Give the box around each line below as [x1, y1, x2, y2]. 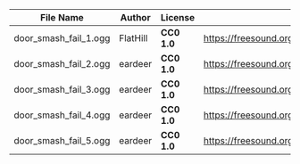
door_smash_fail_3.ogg [13, 84, 111, 95]
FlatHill [119, 32, 148, 44]
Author [120, 12, 151, 23]
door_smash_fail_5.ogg [13, 135, 111, 146]
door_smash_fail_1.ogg [13, 32, 111, 44]
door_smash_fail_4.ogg [13, 109, 111, 121]
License [160, 12, 196, 23]
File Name [39, 12, 85, 23]
